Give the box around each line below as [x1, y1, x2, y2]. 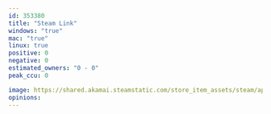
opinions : [8, 93, 42, 101]
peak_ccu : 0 [8, 71, 48, 79]
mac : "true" [8, 34, 48, 43]
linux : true [8, 42, 48, 50]
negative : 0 [8, 57, 48, 65]
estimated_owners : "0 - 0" [8, 64, 99, 72]
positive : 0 [8, 49, 48, 57]
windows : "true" [8, 26, 63, 35]
